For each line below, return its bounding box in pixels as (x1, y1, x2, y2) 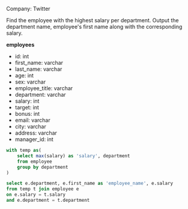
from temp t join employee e (6, 186, 79, 192)
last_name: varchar (14, 65, 62, 73)
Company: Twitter (6, 5, 50, 12)
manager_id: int (14, 136, 54, 143)
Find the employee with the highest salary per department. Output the (6, 17, 179, 23)
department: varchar (14, 91, 66, 98)
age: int (14, 72, 34, 79)
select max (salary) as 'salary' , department (17, 153, 130, 159)
